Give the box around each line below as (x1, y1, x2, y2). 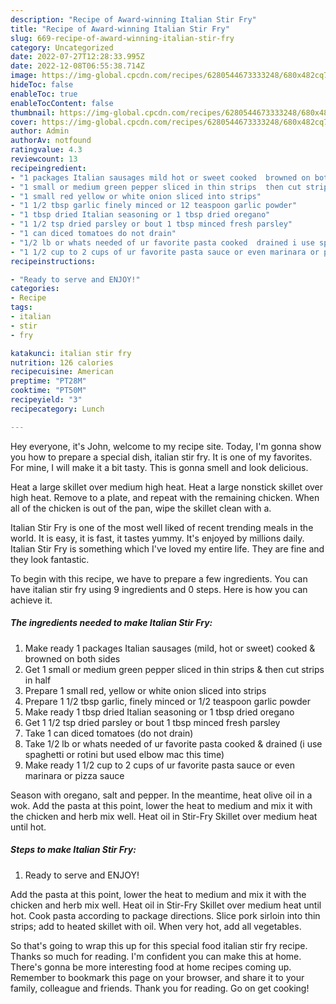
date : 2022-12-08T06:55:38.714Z (10, 61, 145, 71)
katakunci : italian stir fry (10, 348, 132, 358)
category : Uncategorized (10, 42, 114, 53)
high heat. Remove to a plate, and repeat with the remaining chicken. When (10, 491, 320, 503)
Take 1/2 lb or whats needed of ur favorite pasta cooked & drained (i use (24, 737, 323, 750)
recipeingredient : (10, 163, 87, 173)
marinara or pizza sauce (24, 769, 125, 781)
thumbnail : (10, 107, 56, 118)
